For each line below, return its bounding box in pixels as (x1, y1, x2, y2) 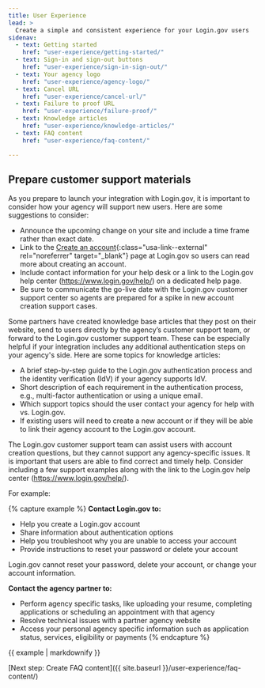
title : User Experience (8, 11, 87, 20)
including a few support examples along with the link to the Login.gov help (8, 465, 251, 474)
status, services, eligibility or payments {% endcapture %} (19, 633, 210, 642)
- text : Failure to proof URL (15, 100, 115, 108)
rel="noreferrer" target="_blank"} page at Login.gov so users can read (19, 251, 250, 261)
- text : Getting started (15, 41, 97, 49)
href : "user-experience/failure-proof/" (22, 108, 157, 115)
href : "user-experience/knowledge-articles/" (22, 122, 176, 130)
